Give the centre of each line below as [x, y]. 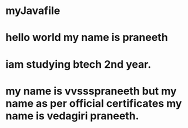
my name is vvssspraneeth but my [91, 91]
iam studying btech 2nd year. [78, 64]
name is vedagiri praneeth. [72, 116]
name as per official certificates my [94, 103]
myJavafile [33, 11]
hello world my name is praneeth [87, 38]
